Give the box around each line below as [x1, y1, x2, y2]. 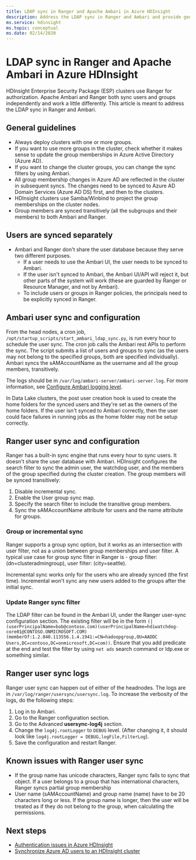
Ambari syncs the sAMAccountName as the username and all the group [6, 359, 178, 366]
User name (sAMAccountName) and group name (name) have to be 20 [14, 790, 185, 797]
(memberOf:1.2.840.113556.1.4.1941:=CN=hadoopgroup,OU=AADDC [6, 634, 158, 640]
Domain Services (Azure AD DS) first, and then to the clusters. [14, 188, 164, 195]
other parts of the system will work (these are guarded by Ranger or [23, 277, 187, 284]
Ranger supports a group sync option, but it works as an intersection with [6, 541, 183, 548]
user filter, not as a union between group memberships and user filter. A [6, 547, 179, 554]
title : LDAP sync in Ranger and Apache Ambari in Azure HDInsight [6, 8, 171, 15]
